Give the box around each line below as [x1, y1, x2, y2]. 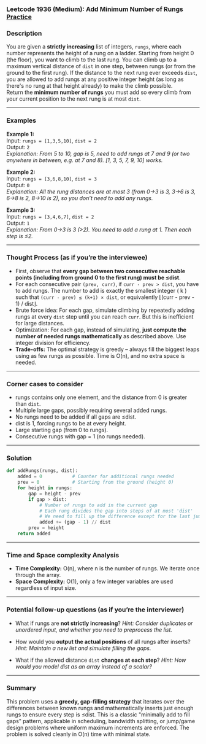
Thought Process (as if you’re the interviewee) [6, 254, 148, 262]
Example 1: [6, 130, 35, 138]
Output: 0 [6, 181, 30, 188]
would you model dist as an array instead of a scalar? [15, 662, 152, 670]
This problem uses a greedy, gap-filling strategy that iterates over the [6, 697, 185, 705]
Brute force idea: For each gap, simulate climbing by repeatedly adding [15, 306, 195, 314]
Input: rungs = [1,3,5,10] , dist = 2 [6, 137, 97, 144]
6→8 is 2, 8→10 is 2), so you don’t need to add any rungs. [6, 194, 153, 201]
